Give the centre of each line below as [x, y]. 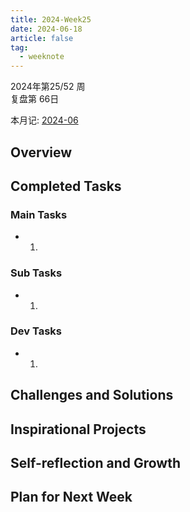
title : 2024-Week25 [51, 19]
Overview [41, 152]
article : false [42, 38]
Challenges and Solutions [92, 395]
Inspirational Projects [78, 429]
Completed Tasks [66, 186]
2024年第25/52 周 [48, 87]
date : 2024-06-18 [46, 29]
